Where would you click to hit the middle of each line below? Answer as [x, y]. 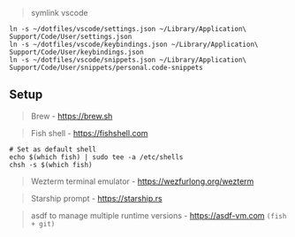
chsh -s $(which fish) [51, 164]
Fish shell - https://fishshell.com [89, 133]
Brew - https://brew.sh [72, 116]
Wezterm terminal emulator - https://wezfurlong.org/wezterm [142, 181]
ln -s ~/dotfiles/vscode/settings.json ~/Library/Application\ [128, 29]
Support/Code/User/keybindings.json [76, 52]
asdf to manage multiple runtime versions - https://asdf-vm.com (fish [159, 215]
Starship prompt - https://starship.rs [96, 198]
